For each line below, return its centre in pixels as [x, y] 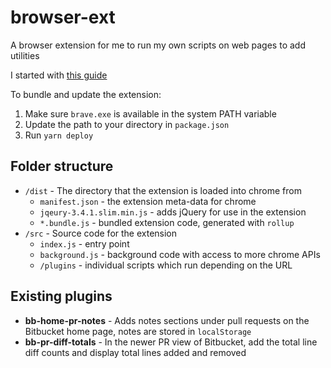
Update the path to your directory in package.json [127, 124]
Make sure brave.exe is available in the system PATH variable [150, 113]
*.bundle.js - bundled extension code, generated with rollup [167, 222]
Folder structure [62, 166]
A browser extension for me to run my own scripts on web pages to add [158, 45]
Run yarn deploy [59, 135]
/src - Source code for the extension [101, 233]
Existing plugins [61, 296]
